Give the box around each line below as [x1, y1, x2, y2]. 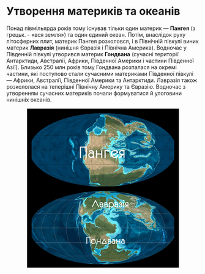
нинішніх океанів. [6, 96, 52, 103]
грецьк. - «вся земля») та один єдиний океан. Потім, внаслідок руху [6, 31, 186, 38]
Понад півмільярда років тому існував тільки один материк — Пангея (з [6, 24, 196, 32]
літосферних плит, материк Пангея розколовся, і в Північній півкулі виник [6, 37, 199, 45]
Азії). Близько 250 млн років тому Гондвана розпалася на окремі [6, 63, 177, 71]
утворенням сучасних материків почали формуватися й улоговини [6, 89, 182, 97]
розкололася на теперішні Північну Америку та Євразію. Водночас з [6, 83, 186, 90]
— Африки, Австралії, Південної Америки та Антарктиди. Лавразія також [6, 76, 198, 84]
